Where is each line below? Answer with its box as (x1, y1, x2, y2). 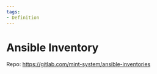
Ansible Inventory (6, 41, 99, 55)
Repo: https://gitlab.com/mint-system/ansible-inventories (6, 61, 151, 68)
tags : (6, 8, 20, 15)
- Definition (6, 15, 40, 21)
